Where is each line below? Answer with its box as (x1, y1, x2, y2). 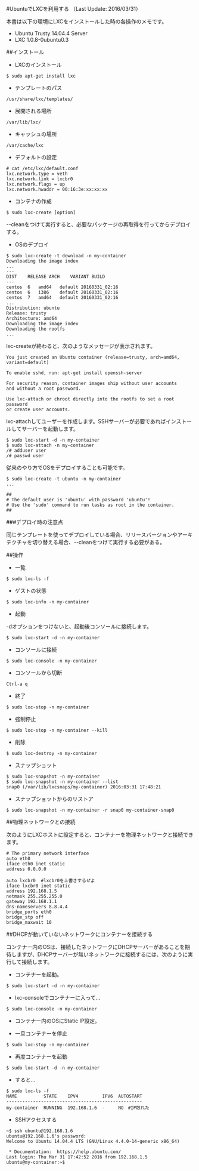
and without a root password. (6, 386, 82, 392)
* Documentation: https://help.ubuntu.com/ (8, 1149, 121, 1155)
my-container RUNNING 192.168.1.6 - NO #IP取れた (6, 1105, 150, 1111)
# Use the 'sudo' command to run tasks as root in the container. (6, 502, 175, 508)
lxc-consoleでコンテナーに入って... (14, 994, 101, 1001)
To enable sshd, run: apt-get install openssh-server (6, 370, 143, 376)
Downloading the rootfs (6, 326, 66, 332)
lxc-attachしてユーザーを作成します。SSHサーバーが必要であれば (6, 418, 166, 425)
